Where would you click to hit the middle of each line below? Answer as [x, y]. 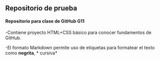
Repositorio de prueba [41, 8]
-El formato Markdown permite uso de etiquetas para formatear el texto [80, 47]
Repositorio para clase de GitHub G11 [45, 21]
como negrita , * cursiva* [31, 53]
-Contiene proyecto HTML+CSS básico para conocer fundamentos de [78, 32]
